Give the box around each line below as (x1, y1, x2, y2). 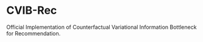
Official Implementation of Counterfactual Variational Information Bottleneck (6, 23, 197, 31)
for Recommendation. (6, 29, 61, 37)
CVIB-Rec (6, 4, 57, 17)
